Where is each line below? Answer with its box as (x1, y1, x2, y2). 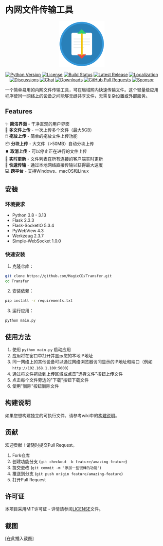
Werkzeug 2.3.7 (12, 233, 44, 239)
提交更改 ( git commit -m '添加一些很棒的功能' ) (12, 464, 101, 470)
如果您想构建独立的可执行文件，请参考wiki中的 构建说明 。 (5, 412, 120, 419)
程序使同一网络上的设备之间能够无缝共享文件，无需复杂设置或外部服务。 (5, 93, 150, 99)
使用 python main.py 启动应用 (12, 346, 71, 353)
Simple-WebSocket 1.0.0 (12, 238, 61, 244)
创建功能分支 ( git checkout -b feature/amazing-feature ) (12, 458, 127, 464)
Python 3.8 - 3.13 (12, 212, 46, 218)
